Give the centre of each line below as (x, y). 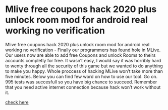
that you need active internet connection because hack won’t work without (83, 87)
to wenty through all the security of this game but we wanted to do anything (84, 66)
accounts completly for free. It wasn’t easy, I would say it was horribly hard (83, 60)
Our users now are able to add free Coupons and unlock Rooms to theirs (80, 55)
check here (17, 102)
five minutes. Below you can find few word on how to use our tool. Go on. (81, 76)
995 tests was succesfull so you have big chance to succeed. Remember (81, 82)
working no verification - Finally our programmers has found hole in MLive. (83, 50)
